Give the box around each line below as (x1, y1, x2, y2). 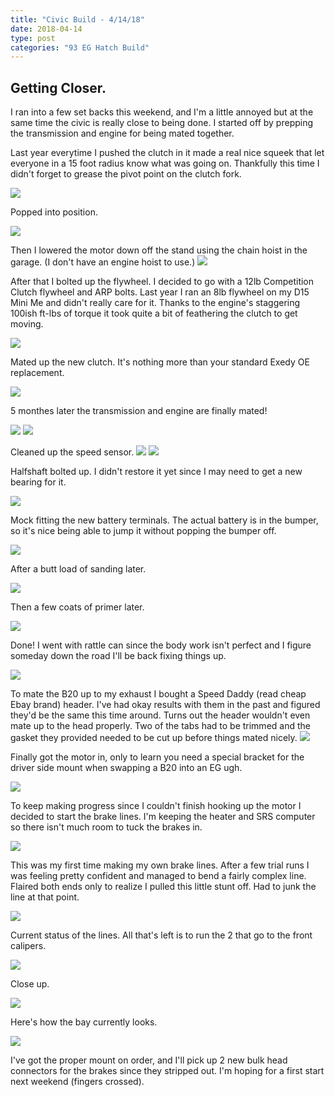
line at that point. (10, 891, 80, 903)
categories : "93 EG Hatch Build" (10, 42, 150, 53)
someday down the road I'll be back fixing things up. (10, 650, 227, 662)
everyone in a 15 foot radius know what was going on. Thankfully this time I (10, 157, 320, 170)
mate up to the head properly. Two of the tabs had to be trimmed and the (10, 720, 311, 732)
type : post (10, 33, 56, 43)
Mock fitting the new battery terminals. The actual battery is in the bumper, (10, 514, 319, 526)
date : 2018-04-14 (10, 24, 83, 34)
